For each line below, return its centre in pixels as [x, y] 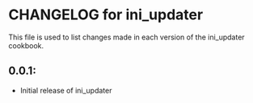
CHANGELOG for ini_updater [106, 15]
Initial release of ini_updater [66, 90]
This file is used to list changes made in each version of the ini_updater [126, 37]
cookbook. [26, 45]
